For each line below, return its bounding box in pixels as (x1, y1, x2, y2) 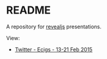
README (6, 4, 51, 17)
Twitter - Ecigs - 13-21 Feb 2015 (14, 45, 93, 53)
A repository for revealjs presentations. (6, 23, 102, 30)
